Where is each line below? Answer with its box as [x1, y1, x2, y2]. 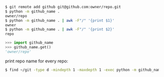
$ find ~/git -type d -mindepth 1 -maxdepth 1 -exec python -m [5, 67, 137, 72]
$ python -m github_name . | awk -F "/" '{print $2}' [5, 27, 115, 32]
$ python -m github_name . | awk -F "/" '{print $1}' [5, 18, 115, 23]
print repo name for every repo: [5, 58, 68, 64]
